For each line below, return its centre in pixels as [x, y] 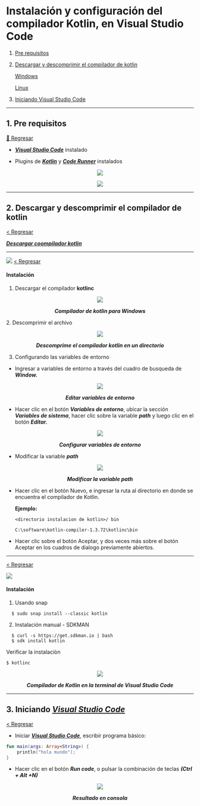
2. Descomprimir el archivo [39, 322]
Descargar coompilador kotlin [44, 243]
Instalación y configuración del [84, 11]
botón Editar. [31, 422]
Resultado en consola [100, 798]
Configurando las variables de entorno [62, 357]
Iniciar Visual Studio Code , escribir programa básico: [80, 735]
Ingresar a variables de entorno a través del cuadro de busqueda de [98, 368]
